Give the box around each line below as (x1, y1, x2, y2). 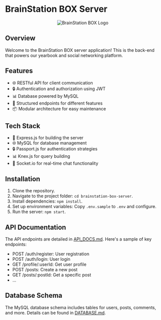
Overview (5, 34, 36, 42)
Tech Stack (5, 122, 40, 130)
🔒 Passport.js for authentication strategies (12, 146, 97, 152)
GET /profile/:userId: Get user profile (12, 261, 87, 267)
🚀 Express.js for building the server (12, 135, 84, 141)
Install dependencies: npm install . (12, 198, 83, 204)
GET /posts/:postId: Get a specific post (12, 272, 92, 278)
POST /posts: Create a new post (12, 267, 78, 272)
